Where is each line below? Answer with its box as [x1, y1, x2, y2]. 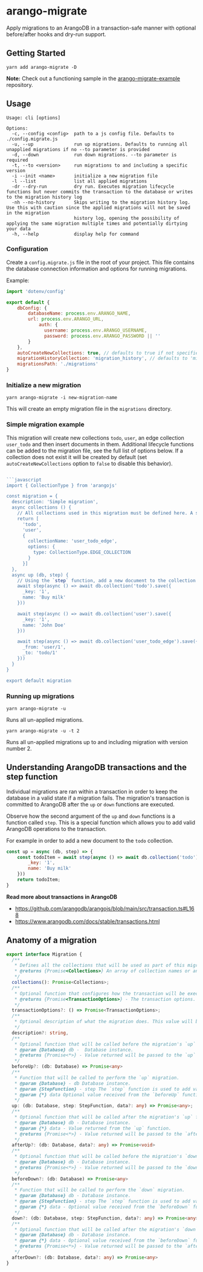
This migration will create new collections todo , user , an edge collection [6, 434, 184, 442]
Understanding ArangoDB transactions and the [6, 762, 187, 773]
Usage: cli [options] [6, 115, 61, 121]
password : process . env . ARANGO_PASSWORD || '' [44, 333, 161, 339]
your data [6, 225, 31, 232]
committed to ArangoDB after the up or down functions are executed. [6, 800, 175, 808]
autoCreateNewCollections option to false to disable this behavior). [6, 460, 173, 467]
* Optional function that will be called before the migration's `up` [14, 1041, 196, 1047]
